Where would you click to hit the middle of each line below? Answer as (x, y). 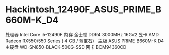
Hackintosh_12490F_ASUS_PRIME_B (83, 9)
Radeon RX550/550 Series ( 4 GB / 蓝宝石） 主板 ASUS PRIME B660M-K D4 (85, 41)
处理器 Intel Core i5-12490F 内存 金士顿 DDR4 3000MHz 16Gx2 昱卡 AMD (82, 34)
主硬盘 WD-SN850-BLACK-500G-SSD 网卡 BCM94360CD (66, 47)
